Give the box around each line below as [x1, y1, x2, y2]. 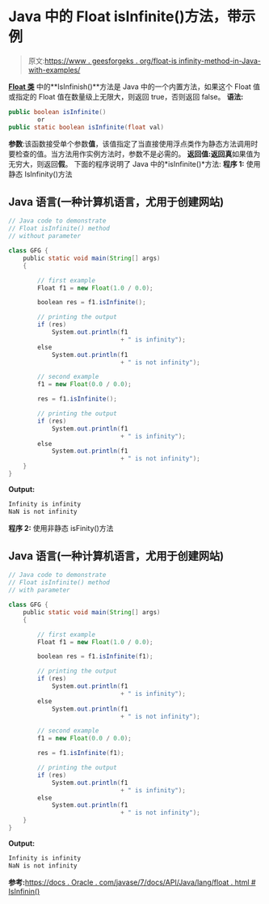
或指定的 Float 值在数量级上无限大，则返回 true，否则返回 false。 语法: [8, 91, 244, 101]
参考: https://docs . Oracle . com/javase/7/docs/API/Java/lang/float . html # [8, 877, 256, 887]
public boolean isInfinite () [8, 108, 107, 116]
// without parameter [8, 232, 82, 240]
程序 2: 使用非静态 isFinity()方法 [8, 523, 114, 533]
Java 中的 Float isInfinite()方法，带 [8, 7, 242, 26]
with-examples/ [27, 65, 81, 74]
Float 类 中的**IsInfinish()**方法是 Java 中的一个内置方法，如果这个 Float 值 [8, 82, 261, 91]
